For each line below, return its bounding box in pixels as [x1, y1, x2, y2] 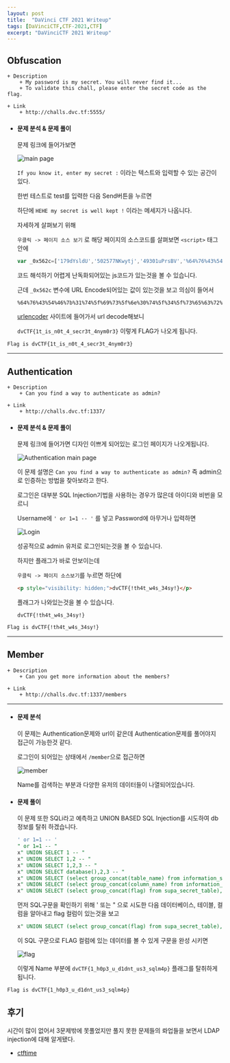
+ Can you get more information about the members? [19, 673, 170, 680]
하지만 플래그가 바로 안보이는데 [16, 557, 100, 565]
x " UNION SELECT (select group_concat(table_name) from [16, 875, 180, 882]
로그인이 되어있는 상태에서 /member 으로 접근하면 [16, 753, 145, 761]
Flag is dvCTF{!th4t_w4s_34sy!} [7, 624, 99, 631]
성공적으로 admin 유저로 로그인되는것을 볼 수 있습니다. [16, 542, 163, 550]
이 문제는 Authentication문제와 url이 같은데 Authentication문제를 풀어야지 [16, 729, 217, 738]
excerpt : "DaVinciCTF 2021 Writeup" [7, 29, 112, 36]
